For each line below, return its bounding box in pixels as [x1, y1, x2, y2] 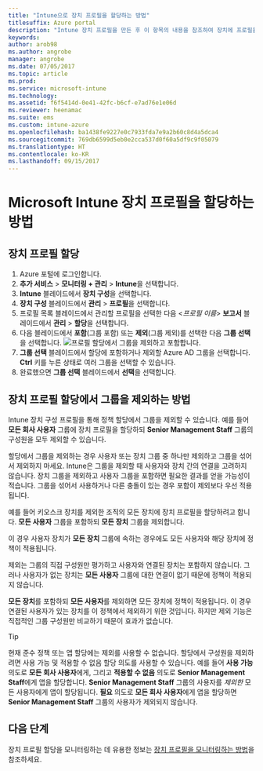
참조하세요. [8, 755, 42, 764]
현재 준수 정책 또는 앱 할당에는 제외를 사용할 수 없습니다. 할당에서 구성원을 [8, 648, 233, 657]
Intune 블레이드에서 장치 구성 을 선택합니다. [19, 289, 152, 298]
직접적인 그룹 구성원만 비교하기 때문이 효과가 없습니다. [8, 616, 174, 625]
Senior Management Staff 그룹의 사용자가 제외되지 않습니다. [8, 696, 198, 707]
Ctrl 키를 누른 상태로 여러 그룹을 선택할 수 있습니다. [19, 358, 176, 367]
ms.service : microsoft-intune [8, 84, 107, 93]
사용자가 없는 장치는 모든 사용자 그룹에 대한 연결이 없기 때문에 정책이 [22, 570, 231, 579]
